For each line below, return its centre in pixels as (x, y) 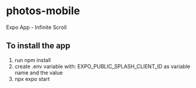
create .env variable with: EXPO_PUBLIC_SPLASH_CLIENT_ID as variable (102, 66)
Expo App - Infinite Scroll (36, 27)
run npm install (33, 60)
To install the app (38, 46)
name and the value (39, 73)
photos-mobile (43, 11)
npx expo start (32, 79)
